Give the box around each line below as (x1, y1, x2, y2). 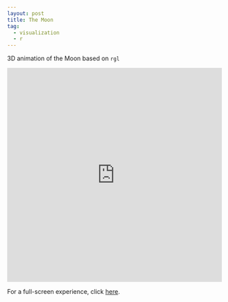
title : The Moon (7, 16, 54, 23)
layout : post (7, 10, 45, 17)
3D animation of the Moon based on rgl (7, 54, 120, 62)
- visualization (13, 29, 60, 36)
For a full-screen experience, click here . (7, 288, 120, 296)
